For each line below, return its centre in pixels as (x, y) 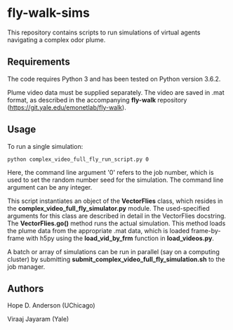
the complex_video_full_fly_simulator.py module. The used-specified (108, 208)
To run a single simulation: (45, 146)
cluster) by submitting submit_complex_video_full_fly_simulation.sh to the (116, 259)
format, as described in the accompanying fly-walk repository (97, 100)
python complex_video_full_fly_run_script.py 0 (78, 159)
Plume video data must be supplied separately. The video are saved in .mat (116, 92)
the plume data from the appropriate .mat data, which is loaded (99, 230)
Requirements (39, 62)
